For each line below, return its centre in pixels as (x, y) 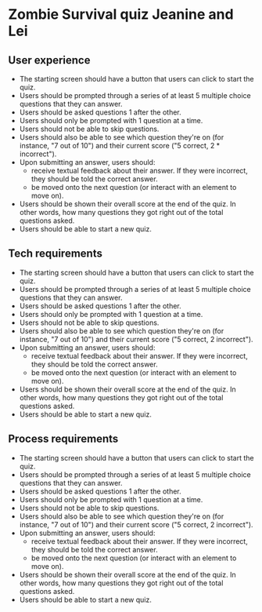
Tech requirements (56, 254)
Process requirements (63, 439)
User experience (49, 60)
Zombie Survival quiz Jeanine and (121, 15)
